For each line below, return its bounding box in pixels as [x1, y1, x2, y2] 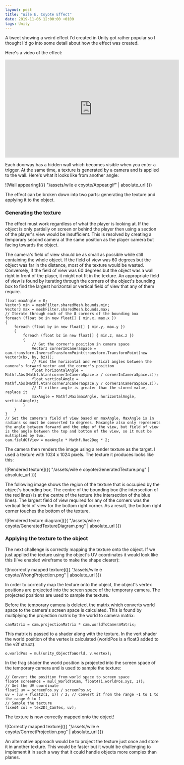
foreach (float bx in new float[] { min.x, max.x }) [5, 316, 117, 321]
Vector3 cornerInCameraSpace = [31, 346, 97, 351]
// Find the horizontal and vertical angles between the [31, 359, 152, 364]
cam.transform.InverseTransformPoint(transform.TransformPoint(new [5, 350, 148, 355]
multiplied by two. [5, 433, 46, 438]
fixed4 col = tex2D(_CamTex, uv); [5, 705, 77, 710]
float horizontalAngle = [31, 368, 83, 373]
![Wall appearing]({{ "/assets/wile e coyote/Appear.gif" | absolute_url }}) [5, 182, 152, 188]
